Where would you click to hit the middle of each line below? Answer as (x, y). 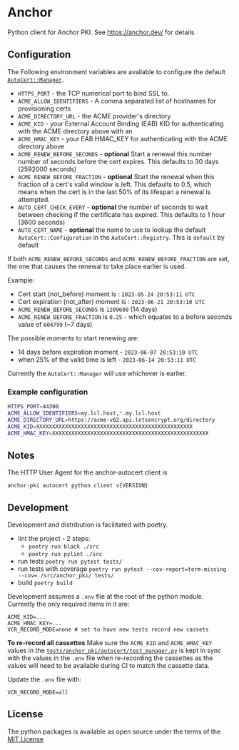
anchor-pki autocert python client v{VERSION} (78, 486)
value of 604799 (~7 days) (55, 324)
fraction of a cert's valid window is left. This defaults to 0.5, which (115, 184)
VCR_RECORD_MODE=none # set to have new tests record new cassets (108, 630)
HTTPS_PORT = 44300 (33, 407)
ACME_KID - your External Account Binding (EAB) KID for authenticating (121, 123)
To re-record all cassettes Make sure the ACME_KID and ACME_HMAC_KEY (110, 643)
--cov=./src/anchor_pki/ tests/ (66, 576)
